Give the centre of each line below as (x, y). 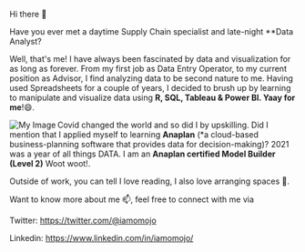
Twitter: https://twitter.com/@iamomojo (83, 220)
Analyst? (26, 41)
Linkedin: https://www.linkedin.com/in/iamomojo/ (102, 238)
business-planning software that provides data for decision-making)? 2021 (149, 144)
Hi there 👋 (28, 14)
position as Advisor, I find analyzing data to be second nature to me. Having (152, 78)
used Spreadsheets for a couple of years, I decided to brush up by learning (150, 88)
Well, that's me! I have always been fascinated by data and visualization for (150, 59)
